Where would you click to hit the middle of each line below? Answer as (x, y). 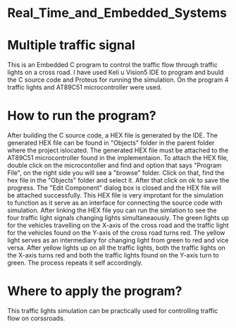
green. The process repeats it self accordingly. (75, 263)
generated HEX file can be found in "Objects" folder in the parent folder (111, 143)
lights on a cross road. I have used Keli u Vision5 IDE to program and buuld (116, 73)
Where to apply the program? (95, 291)
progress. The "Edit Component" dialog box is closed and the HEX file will (114, 188)
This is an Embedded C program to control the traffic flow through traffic (113, 65)
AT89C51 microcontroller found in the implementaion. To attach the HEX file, (118, 158)
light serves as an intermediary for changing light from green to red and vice (118, 241)
